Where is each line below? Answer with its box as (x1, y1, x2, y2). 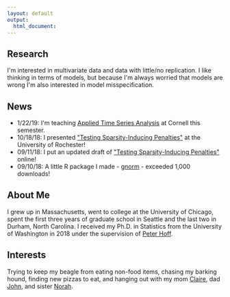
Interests (7, 249, 47, 261)
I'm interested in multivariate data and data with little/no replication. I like (7, 66, 212, 75)
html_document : (13, 23, 57, 29)
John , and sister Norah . (7, 282, 73, 290)
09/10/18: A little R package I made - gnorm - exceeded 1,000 (16, 162, 190, 170)
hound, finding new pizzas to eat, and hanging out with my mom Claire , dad (7, 274, 220, 283)
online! (16, 155, 36, 163)
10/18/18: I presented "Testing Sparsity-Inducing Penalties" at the (16, 133, 201, 141)
